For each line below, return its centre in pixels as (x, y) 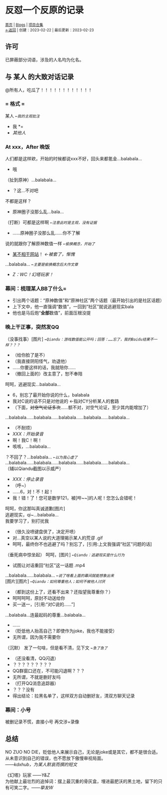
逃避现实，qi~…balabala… (32, 514)
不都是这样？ (18, 201)
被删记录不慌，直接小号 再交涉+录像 (42, 722)
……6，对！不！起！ (33, 491)
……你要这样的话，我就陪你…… (44, 367)
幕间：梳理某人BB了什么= (36, 289)
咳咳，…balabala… (31, 446)
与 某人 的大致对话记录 (39, 77)
